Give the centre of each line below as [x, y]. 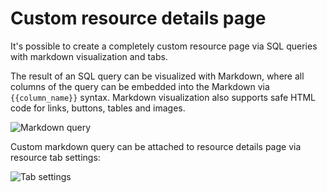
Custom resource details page [138, 18]
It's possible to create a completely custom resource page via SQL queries [164, 46]
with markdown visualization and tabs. [89, 56]
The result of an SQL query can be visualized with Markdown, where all [157, 76]
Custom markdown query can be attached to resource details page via [156, 146]
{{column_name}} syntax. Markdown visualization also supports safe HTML [163, 97]
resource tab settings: [55, 157]
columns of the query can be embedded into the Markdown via [140, 86]
